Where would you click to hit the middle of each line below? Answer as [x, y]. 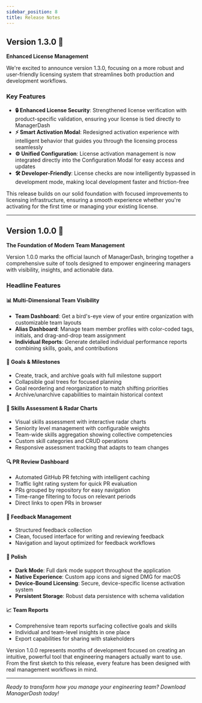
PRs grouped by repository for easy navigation [72, 490]
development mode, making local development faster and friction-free [102, 182]
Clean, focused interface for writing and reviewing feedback [89, 536]
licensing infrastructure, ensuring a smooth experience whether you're [94, 200]
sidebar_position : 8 [32, 12]
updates [25, 166]
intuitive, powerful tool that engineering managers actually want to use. [94, 657]
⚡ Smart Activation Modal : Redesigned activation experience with [97, 132]
